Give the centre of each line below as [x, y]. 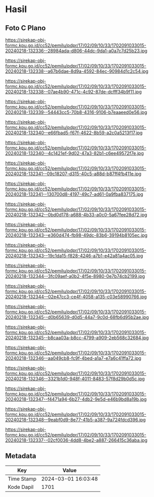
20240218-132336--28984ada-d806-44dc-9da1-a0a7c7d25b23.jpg [76, 51]
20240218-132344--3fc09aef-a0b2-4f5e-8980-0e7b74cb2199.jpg [75, 276]
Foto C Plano [25, 28]
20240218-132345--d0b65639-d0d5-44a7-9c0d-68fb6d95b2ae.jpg [77, 317]
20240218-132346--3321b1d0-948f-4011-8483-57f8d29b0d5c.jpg [75, 379]
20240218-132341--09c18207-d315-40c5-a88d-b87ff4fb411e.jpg [73, 174]
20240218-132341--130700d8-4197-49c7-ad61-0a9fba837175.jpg [74, 194]
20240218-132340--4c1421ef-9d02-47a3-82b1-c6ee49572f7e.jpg [74, 153]
